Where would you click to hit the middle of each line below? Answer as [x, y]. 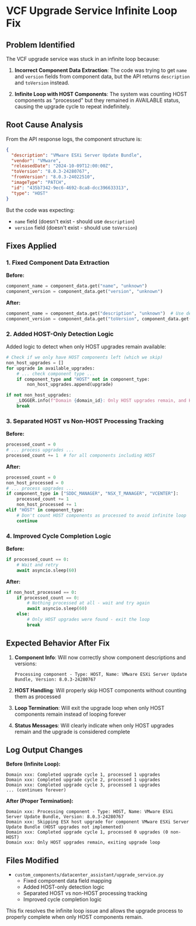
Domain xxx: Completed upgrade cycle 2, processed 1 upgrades [83, 780]
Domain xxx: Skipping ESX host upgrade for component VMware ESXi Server [98, 822]
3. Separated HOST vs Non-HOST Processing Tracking [85, 421]
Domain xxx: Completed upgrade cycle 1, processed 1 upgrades [83, 775]
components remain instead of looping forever [70, 714]
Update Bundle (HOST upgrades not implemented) [65, 827]
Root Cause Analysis [45, 125]
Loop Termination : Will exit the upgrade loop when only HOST [90, 708]
